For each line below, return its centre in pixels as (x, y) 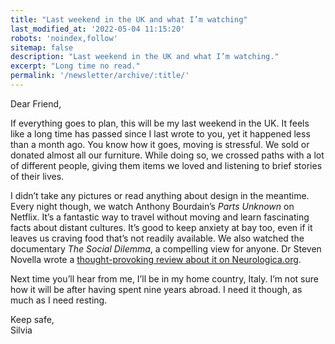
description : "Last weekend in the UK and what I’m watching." (145, 57)
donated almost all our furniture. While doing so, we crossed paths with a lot (167, 155)
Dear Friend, (36, 103)
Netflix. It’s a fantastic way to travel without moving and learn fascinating (160, 217)
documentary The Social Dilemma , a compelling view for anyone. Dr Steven (166, 248)
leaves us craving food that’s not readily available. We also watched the (157, 238)
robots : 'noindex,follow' (64, 38)
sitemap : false (42, 47)
